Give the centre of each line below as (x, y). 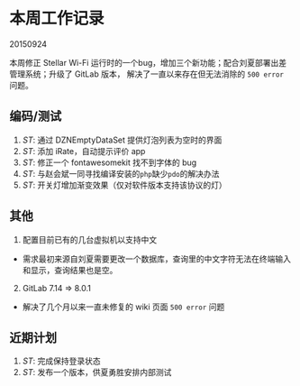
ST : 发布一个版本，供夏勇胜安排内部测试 (97, 372)
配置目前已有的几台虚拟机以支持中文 (90, 239)
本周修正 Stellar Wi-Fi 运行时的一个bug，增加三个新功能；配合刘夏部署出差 (148, 62)
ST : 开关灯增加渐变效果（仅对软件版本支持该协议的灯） (124, 185)
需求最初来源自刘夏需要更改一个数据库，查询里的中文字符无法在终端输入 (156, 259)
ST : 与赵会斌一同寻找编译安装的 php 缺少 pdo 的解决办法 (121, 173)
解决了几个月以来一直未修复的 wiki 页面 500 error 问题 (123, 307)
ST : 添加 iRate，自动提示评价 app (84, 151)
